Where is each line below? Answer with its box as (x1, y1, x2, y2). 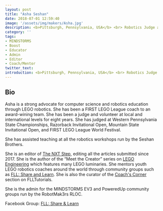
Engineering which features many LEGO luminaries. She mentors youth (5, 161, 147, 167)
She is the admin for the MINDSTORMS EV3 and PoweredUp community (5, 186, 149, 192)
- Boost (5, 43, 21, 48)
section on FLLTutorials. (5, 177, 53, 182)
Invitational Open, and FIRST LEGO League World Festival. (5, 127, 121, 132)
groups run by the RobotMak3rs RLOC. (5, 191, 82, 197)
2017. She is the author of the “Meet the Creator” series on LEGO (5, 156, 134, 162)
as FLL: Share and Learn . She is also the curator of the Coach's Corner (5, 171, 147, 177)
